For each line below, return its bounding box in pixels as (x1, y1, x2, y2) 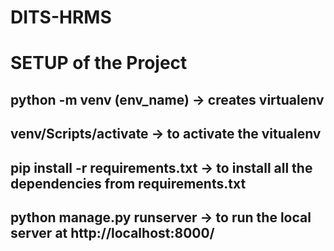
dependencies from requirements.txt (10, 175, 247, 192)
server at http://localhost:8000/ (10, 224, 215, 241)
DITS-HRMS (10, 6, 112, 29)
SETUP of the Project (10, 52, 188, 75)
